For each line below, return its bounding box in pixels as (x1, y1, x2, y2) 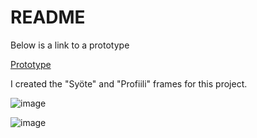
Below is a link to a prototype (10, 39, 130, 51)
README (10, 6, 86, 29)
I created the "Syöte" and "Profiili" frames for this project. (10, 77, 248, 90)
